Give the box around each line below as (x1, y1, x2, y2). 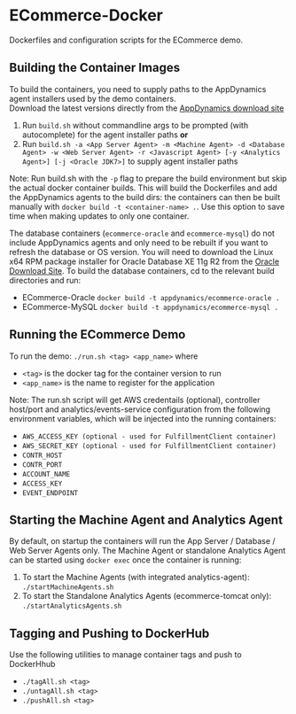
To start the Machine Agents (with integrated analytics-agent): (21, 572, 250, 583)
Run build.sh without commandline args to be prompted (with (21, 120, 249, 130)
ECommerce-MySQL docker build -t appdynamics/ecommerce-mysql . (21, 301, 279, 312)
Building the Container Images (9, 60, 180, 75)
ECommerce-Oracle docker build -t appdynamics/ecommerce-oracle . (21, 291, 280, 302)
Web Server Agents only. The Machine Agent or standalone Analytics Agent (9, 546, 286, 556)
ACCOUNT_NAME (21, 470, 71, 478)
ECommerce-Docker (9, 5, 164, 26)
